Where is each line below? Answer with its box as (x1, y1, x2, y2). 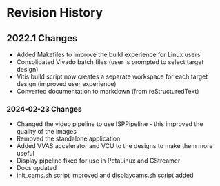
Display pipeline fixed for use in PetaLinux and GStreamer (16, 156, 181, 165)
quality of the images (16, 127, 77, 136)
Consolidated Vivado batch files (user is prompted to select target (16, 58, 204, 66)
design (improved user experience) (16, 80, 117, 87)
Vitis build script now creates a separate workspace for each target (16, 72, 208, 81)
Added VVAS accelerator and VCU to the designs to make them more (16, 142, 213, 150)
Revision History (6, 5, 103, 21)
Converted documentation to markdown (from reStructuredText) (16, 87, 199, 95)
